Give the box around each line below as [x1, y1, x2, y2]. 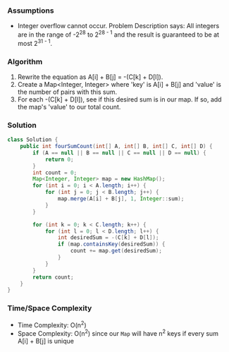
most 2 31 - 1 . [17, 37, 53, 47]
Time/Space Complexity [7, 303, 92, 313]
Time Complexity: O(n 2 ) [17, 320, 87, 329]
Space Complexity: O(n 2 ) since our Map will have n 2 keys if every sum [17, 328, 218, 337]
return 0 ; [44, 156, 74, 163]
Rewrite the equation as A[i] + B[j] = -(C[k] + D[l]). [17, 73, 163, 81]
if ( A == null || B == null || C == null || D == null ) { [32, 149, 206, 157]
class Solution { [7, 136, 58, 143]
